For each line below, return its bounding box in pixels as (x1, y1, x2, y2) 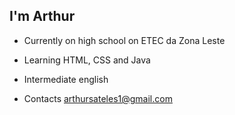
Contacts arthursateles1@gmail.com (23, 92, 173, 104)
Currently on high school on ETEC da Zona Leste (23, 34, 226, 46)
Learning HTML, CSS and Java (23, 54, 151, 66)
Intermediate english (23, 73, 109, 85)
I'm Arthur (9, 8, 76, 25)
